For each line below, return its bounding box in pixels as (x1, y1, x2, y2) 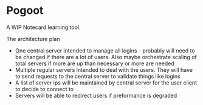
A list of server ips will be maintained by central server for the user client (15, 79, 198, 86)
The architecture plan (6, 35, 60, 42)
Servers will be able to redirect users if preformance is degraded (15, 92, 177, 99)
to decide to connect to (15, 85, 74, 92)
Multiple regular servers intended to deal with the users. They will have (15, 66, 193, 73)
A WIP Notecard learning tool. (6, 24, 81, 31)
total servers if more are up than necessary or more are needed (15, 60, 174, 67)
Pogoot (6, 4, 44, 17)
